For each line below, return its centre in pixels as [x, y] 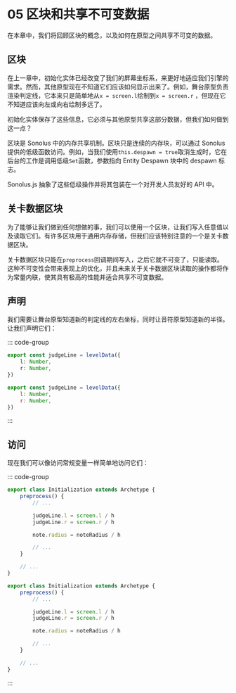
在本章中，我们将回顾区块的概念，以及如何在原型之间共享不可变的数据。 [112, 35]
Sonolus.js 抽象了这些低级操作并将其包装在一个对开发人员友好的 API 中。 [113, 184]
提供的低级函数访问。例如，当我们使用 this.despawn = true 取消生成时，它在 [117, 151]
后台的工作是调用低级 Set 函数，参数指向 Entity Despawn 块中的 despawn [112, 160]
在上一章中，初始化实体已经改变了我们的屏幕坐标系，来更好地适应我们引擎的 [118, 77]
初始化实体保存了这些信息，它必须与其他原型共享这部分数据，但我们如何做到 [118, 119]
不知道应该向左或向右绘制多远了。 [57, 104]
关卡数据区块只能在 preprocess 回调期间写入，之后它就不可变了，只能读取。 [115, 259]
